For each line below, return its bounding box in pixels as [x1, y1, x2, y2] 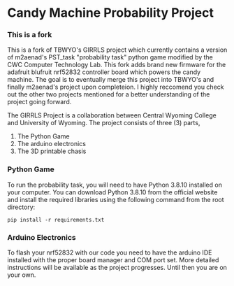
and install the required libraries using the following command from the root [7, 195, 225, 203]
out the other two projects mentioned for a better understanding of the [7, 90, 210, 99]
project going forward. [7, 98, 72, 106]
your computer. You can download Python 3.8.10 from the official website [7, 187, 218, 196]
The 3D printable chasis [17, 147, 87, 155]
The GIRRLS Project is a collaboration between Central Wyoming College [7, 111, 217, 120]
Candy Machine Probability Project [7, 5, 214, 21]
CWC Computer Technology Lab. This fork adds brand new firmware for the [7, 61, 226, 69]
